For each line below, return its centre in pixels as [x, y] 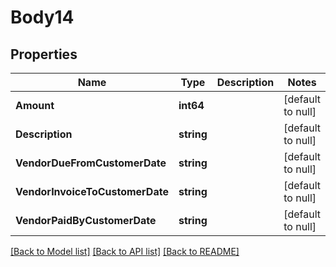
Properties [44, 54]
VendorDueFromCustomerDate [91, 163]
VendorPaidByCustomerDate [86, 220]
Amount [35, 105]
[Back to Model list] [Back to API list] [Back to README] [125, 251]
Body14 [42, 17]
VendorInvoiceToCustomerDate [92, 191]
